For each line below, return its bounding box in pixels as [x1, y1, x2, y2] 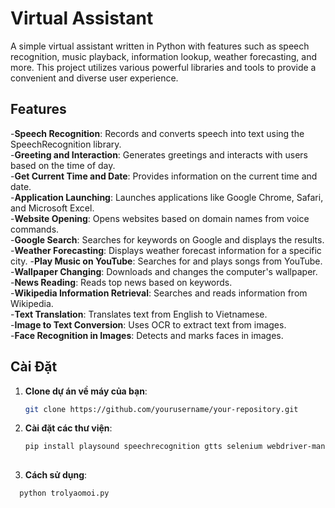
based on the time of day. [10, 159, 116, 171]
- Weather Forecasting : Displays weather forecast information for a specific [10, 244, 322, 256]
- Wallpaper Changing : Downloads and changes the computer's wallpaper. [10, 265, 318, 277]
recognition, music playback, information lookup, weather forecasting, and [10, 50, 318, 62]
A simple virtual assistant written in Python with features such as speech [10, 40, 310, 52]
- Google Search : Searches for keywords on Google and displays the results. [10, 233, 325, 246]
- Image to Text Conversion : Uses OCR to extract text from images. [10, 318, 287, 331]
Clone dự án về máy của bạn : [24, 385, 148, 397]
